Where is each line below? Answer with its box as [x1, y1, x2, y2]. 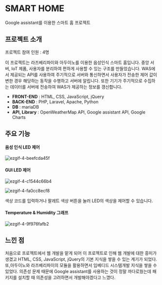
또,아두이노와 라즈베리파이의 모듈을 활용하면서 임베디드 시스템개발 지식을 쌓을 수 [5, 262, 157, 268]
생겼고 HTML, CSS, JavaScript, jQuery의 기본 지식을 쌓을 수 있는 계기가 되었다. [5, 256, 157, 262]
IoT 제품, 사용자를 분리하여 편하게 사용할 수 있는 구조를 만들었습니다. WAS [11, 65, 152, 71]
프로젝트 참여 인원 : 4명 [5, 49, 50, 55]
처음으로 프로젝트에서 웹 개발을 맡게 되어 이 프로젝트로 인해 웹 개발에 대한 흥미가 [5, 250, 157, 256]
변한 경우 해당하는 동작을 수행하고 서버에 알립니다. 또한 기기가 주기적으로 [5, 77, 143, 83]
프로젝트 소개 [5, 35, 42, 44]
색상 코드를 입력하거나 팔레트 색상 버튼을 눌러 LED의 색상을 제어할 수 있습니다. [5, 198, 153, 204]
